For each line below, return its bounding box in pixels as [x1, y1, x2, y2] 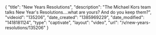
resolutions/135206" [5, 25, 46, 31]
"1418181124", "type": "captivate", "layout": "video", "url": [5, 19, 119, 25]
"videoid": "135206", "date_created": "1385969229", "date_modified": [5, 15, 145, 20]
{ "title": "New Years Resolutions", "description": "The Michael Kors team [5, 4, 151, 10]
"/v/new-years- [120, 19, 151, 25]
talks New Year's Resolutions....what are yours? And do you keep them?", [5, 9, 152, 15]
